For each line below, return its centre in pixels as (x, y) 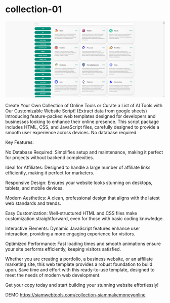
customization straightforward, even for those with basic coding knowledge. (84, 219)
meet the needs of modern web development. (53, 275)
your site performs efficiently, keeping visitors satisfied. (63, 249)
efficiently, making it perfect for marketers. (50, 173)
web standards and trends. (33, 203)
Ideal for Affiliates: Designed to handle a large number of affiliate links (78, 168)
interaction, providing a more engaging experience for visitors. (70, 234)
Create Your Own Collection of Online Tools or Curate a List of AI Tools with (84, 106)
